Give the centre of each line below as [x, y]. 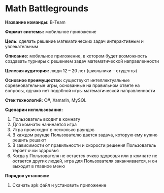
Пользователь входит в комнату [46, 119]
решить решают [29, 140]
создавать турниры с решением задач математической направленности [82, 61]
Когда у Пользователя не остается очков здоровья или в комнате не [85, 156]
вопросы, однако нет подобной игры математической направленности [80, 90]
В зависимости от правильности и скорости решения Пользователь [84, 145]
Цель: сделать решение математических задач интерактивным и [74, 41]
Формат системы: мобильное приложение [51, 31]
